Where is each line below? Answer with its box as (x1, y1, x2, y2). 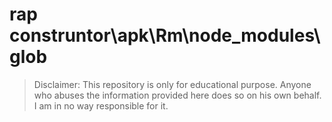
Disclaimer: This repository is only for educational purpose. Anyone (33, 78, 312, 90)
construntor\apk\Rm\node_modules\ (9, 24, 321, 47)
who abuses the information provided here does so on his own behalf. (33, 89, 322, 101)
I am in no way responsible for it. (33, 99, 169, 112)
